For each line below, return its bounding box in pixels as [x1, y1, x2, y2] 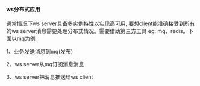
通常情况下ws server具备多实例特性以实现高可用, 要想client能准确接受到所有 [6, 20, 195, 27]
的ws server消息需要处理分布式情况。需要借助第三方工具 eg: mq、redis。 [6, 28, 189, 35]
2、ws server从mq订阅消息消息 [6, 61, 84, 68]
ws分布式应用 [6, 5, 40, 13]
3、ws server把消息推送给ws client [6, 73, 93, 81]
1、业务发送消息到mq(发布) [6, 48, 73, 55]
